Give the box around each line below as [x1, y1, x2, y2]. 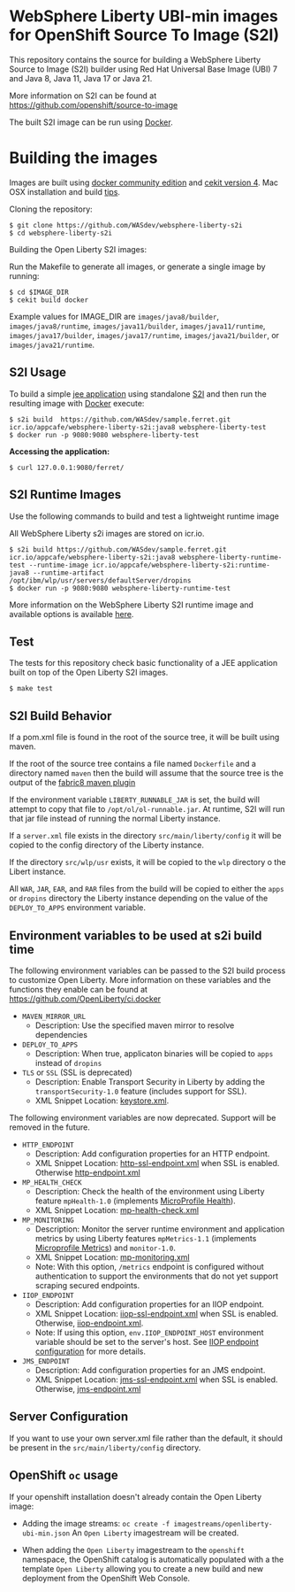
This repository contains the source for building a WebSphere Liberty [9, 54, 261, 65]
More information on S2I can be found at [9, 90, 157, 101]
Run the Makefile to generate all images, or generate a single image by [9, 261, 267, 272]
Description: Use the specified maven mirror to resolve [34, 1020, 235, 1031]
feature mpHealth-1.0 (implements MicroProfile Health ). [34, 1195, 236, 1206]
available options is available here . [9, 608, 134, 619]
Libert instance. [9, 866, 66, 877]
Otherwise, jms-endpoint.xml [34, 1383, 141, 1394]
